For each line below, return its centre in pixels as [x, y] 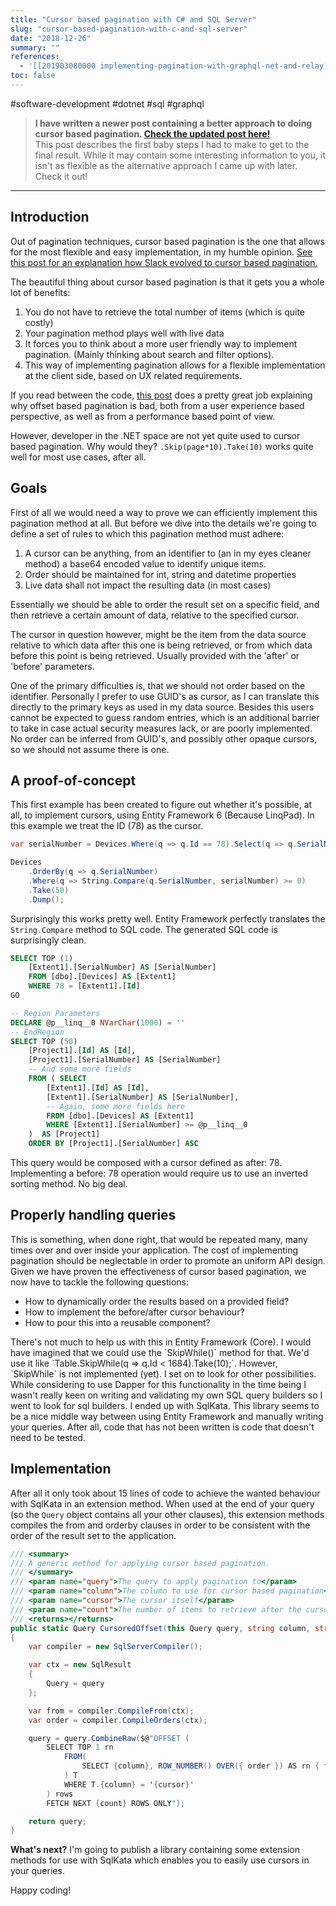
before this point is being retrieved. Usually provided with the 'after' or [155, 655]
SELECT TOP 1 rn [80, 1747]
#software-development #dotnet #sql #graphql [107, 103]
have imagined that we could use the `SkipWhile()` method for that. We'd [160, 1352]
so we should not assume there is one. [90, 749]
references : [35, 57]
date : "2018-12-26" [51, 38]
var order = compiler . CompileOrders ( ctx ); [118, 1720]
